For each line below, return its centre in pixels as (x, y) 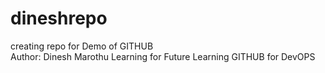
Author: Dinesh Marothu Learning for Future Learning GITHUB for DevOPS (163, 56)
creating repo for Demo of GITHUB (82, 46)
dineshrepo (59, 18)
